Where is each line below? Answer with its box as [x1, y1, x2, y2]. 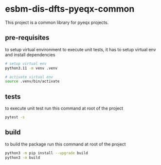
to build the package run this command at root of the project [5, 141, 126, 147]
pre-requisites [5, 34, 50, 42]
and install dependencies [5, 52, 55, 57]
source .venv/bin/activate [5, 79, 60, 84]
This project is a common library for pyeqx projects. [5, 19, 108, 25]
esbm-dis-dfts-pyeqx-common [5, 3, 135, 15]
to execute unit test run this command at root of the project [5, 106, 124, 111]
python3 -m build [5, 155, 40, 160]
